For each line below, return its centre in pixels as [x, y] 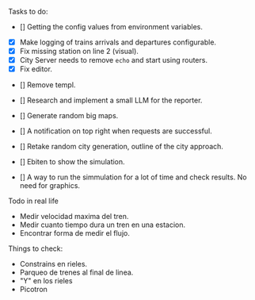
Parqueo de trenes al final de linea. [76, 272]
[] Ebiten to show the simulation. [72, 162]
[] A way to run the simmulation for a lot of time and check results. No [133, 177]
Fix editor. [36, 69]
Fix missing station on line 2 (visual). [79, 52]
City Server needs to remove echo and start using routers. [114, 60]
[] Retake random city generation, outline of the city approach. [122, 147]
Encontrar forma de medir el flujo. [75, 233]
